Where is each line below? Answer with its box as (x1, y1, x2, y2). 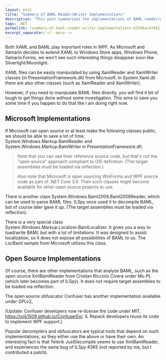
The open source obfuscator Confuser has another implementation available (5, 293, 161, 299)
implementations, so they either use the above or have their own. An (5, 333, 144, 339)
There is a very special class (5, 219, 63, 225)
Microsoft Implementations (5, 115, 90, 123)
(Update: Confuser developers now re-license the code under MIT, (5, 308, 141, 314)
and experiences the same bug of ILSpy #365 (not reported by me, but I (5, 344, 152, 350)
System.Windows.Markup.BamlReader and (5, 138, 92, 144)
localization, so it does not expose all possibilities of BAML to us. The (5, 234, 146, 241)
